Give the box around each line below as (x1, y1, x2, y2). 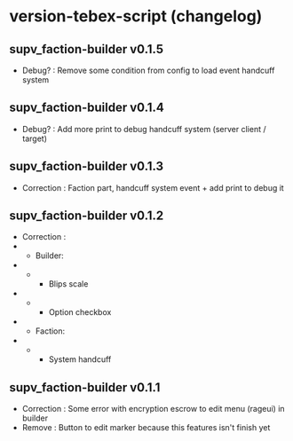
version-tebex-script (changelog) (9, 6, 263, 27)
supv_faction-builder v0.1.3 (9, 159, 164, 174)
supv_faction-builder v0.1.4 (9, 100, 164, 115)
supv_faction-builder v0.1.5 (9, 42, 164, 57)
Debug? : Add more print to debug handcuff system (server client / (21, 123, 266, 134)
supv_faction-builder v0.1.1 (9, 380, 161, 395)
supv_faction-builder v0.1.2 (9, 209, 164, 224)
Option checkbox (48, 307, 112, 318)
